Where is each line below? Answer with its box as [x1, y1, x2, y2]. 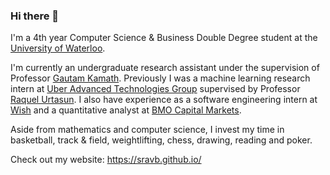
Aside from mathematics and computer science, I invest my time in [10, 124, 285, 136]
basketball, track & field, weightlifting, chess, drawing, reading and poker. [10, 134, 313, 146]
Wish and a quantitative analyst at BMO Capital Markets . [10, 104, 242, 116]
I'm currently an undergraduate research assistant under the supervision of [10, 62, 320, 74]
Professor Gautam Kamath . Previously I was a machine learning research [10, 72, 311, 84]
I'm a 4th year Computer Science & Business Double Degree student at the [10, 32, 318, 44]
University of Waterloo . [10, 42, 106, 54]
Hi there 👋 [10, 9, 60, 23]
